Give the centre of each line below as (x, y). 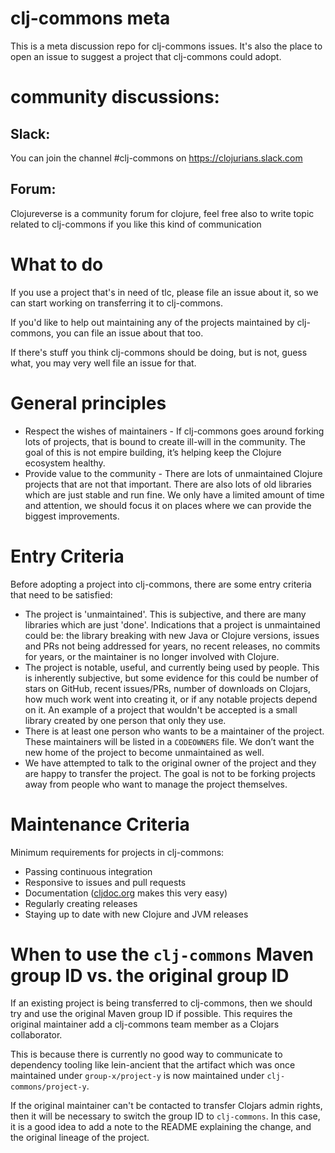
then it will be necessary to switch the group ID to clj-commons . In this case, (165, 1116)
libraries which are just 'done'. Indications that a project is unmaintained (172, 624)
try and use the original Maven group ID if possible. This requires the (151, 1014)
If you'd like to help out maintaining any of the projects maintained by (152, 322)
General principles (88, 403)
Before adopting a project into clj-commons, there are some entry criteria (161, 584)
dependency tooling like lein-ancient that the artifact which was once (153, 1065)
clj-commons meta (90, 18)
